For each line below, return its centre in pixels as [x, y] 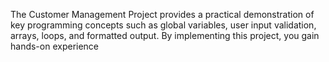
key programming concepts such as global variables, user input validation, [163, 25]
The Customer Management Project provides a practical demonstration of [162, 14]
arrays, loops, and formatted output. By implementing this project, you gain [165, 35]
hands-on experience [55, 46]
